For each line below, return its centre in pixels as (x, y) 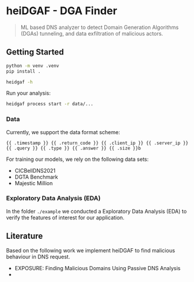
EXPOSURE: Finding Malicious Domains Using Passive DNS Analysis (98, 268)
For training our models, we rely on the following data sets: (78, 159)
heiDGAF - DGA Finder (62, 11)
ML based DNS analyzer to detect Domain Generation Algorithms (99, 27)
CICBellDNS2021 (35, 170)
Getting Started (35, 52)
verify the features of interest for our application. (65, 218)
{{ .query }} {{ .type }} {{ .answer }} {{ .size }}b (74, 148)
